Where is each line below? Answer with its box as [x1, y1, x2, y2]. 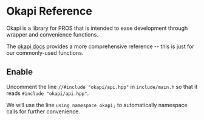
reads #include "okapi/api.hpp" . [6, 90, 89, 97]
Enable [6, 67, 33, 77]
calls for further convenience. [6, 108, 81, 115]
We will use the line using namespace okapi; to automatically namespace [6, 101, 188, 108]
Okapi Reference [6, 4, 92, 18]
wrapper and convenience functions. [6, 30, 98, 38]
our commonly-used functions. [6, 49, 84, 56]
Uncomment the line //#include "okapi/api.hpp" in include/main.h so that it [6, 83, 198, 90]
